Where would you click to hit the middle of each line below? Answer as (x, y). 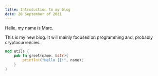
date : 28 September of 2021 (34, 14)
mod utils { (17, 51)
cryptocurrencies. (23, 42)
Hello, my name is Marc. (29, 28)
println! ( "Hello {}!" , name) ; (53, 60)
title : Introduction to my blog (38, 9)
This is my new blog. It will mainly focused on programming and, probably (79, 37)
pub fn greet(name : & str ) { (41, 56)
